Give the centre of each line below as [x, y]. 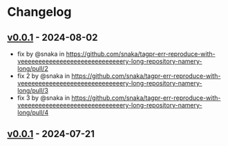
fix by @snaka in [41, 54]
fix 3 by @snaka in [44, 98]
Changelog [39, 12]
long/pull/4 [33, 112]
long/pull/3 [32, 91]
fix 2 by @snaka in [44, 76]
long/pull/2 [32, 69]
